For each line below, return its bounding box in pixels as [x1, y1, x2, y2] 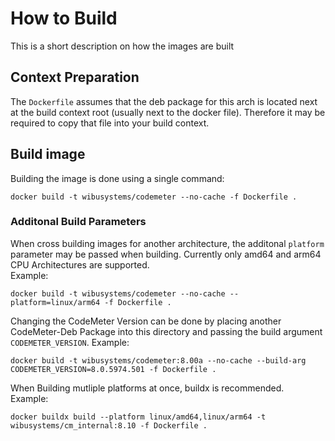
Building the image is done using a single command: [10, 172, 225, 184]
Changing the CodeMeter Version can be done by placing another [10, 315, 282, 327]
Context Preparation [10, 69, 140, 86]
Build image [10, 146, 86, 163]
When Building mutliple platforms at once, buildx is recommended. [10, 382, 285, 394]
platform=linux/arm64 [10, 297, 101, 307]
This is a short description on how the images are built [10, 40, 235, 52]
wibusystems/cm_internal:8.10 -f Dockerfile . [10, 420, 208, 431]
